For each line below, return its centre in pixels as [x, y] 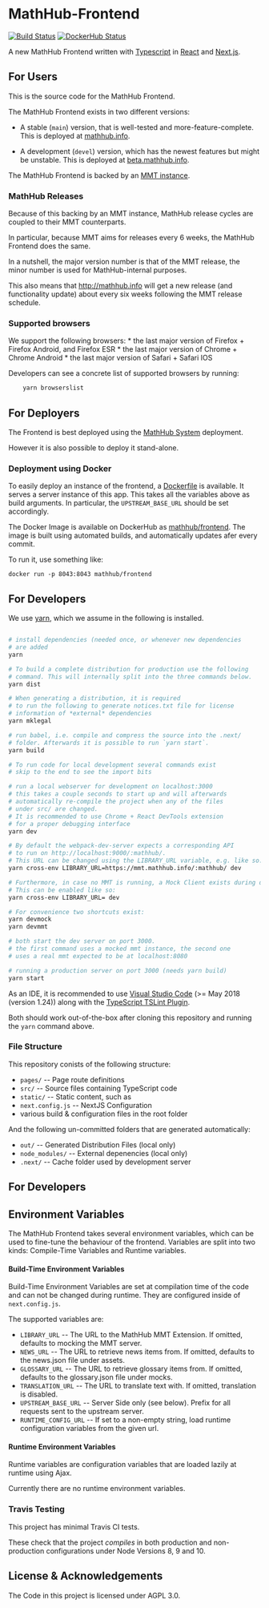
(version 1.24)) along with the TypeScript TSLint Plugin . [99, 1001]
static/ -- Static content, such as [76, 1096]
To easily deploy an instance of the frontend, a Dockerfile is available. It [126, 486]
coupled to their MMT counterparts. [67, 222]
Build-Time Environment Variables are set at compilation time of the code [129, 1287]
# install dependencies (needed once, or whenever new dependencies [125, 640]
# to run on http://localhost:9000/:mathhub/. [87, 853]
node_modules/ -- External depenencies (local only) [104, 1153]
